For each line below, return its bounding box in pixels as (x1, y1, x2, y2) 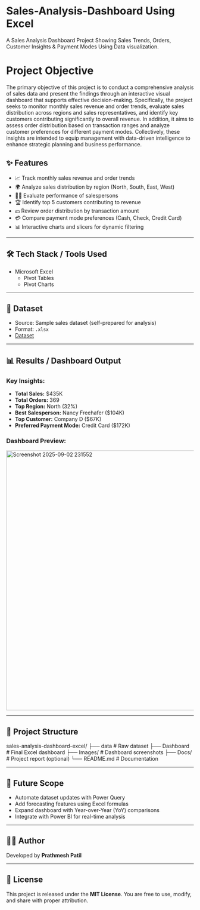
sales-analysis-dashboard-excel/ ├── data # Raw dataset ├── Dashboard (6, 742, 189, 750)
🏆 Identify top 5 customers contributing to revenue (14, 198, 141, 205)
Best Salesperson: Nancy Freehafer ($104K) (14, 409, 125, 416)
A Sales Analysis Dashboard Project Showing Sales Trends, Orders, (6, 36, 171, 44)
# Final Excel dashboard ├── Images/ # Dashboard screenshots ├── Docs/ (6, 749, 192, 756)
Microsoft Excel (14, 268, 54, 275)
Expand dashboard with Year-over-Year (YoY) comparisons (14, 806, 160, 813)
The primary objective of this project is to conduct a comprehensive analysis (6, 84, 194, 91)
